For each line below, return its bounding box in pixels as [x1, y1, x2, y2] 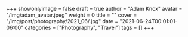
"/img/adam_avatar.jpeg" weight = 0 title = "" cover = [6, 11, 137, 18]
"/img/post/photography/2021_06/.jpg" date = [6, 18, 119, 24]
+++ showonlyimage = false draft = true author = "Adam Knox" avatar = [6, 5, 183, 12]
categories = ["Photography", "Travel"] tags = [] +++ [24, 24, 155, 31]
